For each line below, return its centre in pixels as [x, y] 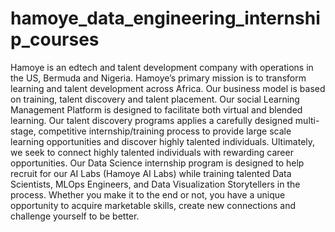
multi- [307, 120]
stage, [23, 131]
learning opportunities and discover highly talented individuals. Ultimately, [163, 141]
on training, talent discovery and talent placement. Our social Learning [155, 99]
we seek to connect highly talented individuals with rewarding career [152, 152]
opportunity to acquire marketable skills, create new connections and [153, 205]
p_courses [55, 39]
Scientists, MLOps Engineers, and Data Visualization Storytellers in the [155, 184]
